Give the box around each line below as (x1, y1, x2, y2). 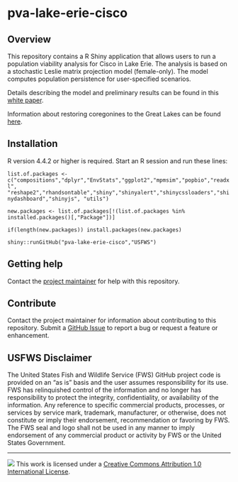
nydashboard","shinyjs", (7, 195, 81, 202)
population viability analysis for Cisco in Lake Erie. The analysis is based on (7, 60, 228, 68)
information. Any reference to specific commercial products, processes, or (7, 401, 225, 410)
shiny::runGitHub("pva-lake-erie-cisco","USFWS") (7, 239, 157, 246)
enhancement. (7, 332, 50, 340)
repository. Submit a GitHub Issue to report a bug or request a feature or (7, 324, 218, 332)
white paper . (7, 96, 44, 104)
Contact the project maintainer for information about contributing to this (7, 316, 217, 324)
